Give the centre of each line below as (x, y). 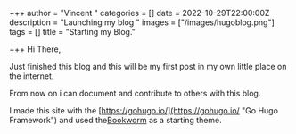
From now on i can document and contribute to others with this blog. (135, 93)
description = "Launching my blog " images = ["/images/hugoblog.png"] (142, 22)
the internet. (32, 76)
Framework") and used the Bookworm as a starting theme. (116, 120)
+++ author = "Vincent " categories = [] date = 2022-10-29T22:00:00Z (140, 13)
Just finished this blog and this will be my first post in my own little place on (148, 67)
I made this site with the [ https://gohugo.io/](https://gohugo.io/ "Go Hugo (144, 110)
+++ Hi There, (35, 49)
